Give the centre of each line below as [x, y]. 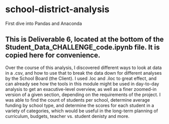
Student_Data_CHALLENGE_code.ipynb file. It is [82, 48]
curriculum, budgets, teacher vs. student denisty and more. [67, 116]
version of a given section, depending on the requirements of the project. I [83, 95]
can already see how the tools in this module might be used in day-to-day [82, 84]
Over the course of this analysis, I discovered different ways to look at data [83, 68]
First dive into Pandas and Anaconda [44, 23]
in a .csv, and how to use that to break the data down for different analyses [83, 73]
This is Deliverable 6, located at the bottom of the [84, 39]
